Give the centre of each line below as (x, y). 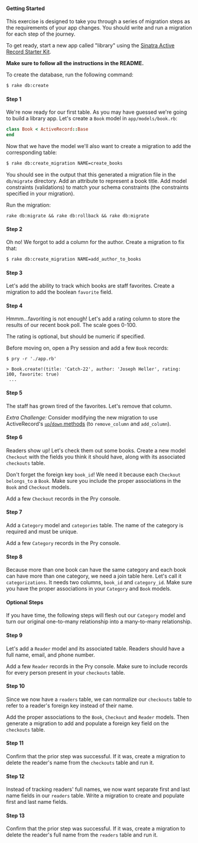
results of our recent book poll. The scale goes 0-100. (72, 325)
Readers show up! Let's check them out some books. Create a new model (96, 450)
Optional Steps (25, 602)
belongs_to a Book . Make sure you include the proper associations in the (94, 480)
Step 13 (15, 815)
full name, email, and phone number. (51, 655)
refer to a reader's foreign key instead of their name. (70, 706)
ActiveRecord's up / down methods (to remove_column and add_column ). (89, 424)
